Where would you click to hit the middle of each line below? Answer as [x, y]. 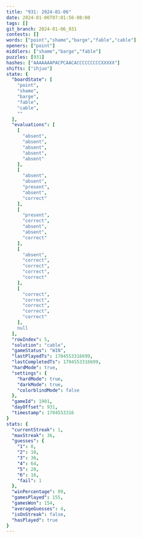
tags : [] [17, 23]
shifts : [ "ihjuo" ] [29, 68]
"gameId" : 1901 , [32, 401]
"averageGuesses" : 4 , [39, 509]
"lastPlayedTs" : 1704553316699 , [53, 356]
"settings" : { [29, 373]
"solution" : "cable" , [39, 345]
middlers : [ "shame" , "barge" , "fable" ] [54, 52]
